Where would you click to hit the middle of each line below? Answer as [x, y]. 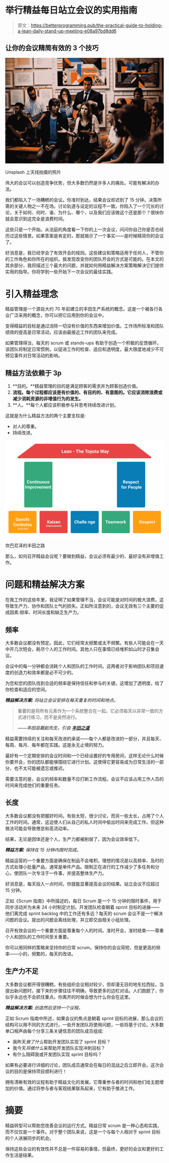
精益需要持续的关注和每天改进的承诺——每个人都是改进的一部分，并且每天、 [84, 739]
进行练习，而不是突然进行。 [51, 717]
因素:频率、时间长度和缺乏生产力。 [46, 613]
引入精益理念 [32, 294]
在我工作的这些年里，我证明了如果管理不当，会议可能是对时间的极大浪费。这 [84, 600]
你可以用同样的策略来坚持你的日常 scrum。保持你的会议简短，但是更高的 [81, 947]
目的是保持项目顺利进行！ [40, 1071]
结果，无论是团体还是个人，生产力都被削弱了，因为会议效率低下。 [73, 839]
